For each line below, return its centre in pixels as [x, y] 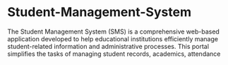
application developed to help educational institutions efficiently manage [113, 38]
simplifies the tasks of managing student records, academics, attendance [114, 54]
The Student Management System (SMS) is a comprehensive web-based [114, 31]
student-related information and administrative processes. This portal [108, 46]
